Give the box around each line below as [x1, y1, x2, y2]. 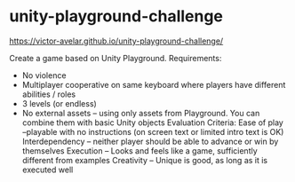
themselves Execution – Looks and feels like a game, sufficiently [21, 145, 258, 156]
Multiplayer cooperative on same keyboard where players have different [21, 79, 286, 90]
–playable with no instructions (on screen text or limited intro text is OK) [21, 126, 284, 137]
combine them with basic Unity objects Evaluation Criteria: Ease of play [21, 117, 284, 128]
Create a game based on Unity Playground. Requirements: [9, 52, 222, 63]
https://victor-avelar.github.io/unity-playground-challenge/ [9, 36, 224, 46]
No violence [21, 69, 67, 81]
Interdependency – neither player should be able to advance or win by [21, 136, 279, 146]
